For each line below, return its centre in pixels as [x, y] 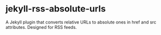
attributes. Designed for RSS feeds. [41, 27]
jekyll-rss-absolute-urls [56, 9]
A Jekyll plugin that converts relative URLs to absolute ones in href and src [81, 22]
